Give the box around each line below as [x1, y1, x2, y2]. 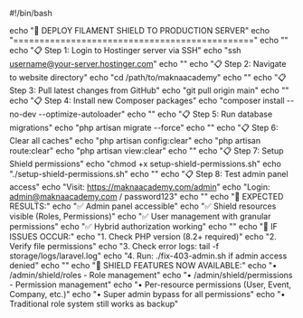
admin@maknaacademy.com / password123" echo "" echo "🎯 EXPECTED [9, 192, 284, 201]
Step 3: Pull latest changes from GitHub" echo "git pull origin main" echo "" [9, 85, 289, 96]
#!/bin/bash [9, 8, 52, 18]
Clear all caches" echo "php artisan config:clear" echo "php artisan [9, 136, 260, 145]
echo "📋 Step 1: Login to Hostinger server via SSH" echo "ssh [9, 45, 241, 55]
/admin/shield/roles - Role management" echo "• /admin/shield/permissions [9, 270, 293, 280]
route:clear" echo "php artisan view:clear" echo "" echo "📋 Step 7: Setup [9, 145, 284, 156]
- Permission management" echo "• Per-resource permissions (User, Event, [9, 279, 292, 290]
